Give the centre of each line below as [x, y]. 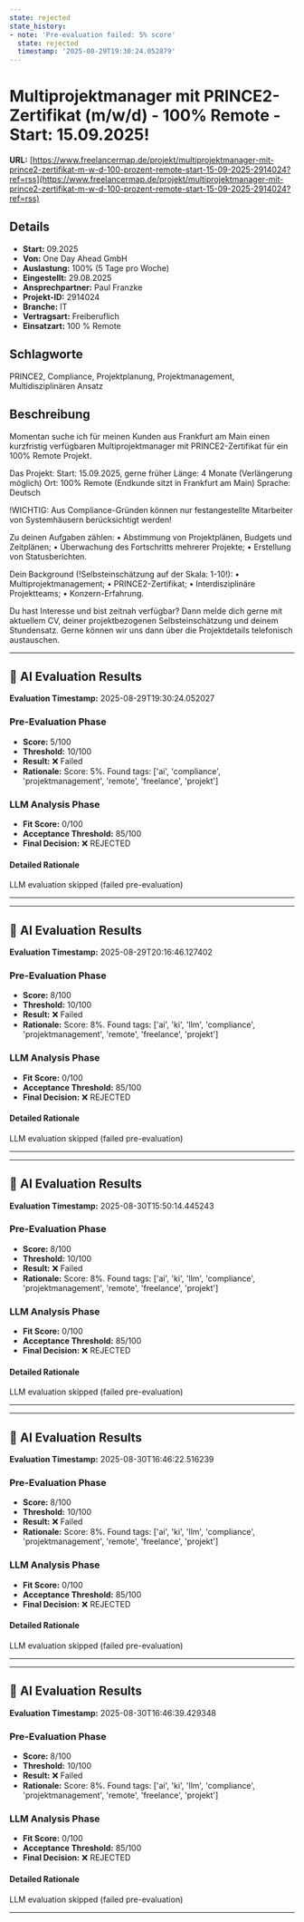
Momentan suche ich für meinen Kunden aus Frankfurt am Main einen [139, 436]
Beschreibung [50, 415]
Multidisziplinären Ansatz [57, 385]
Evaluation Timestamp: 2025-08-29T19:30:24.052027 [112, 698]
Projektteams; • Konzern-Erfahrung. [77, 593]
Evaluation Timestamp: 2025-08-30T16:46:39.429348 [113, 1713]
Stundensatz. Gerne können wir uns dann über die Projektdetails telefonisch [151, 630]
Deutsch [25, 492]
